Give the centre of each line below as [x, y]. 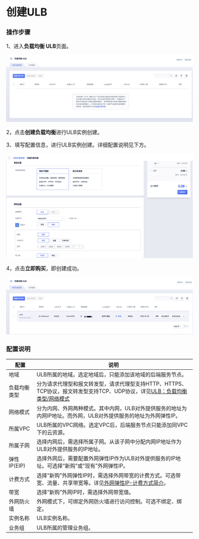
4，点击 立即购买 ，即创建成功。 [44, 268]
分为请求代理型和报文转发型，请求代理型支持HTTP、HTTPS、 [112, 384]
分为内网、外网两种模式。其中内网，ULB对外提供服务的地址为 [112, 408]
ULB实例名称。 [54, 518]
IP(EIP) [17, 465]
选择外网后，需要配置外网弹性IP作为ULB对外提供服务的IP [106, 458]
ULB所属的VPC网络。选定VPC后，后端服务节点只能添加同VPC [112, 424]
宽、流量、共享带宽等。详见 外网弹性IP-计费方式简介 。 [103, 483]
